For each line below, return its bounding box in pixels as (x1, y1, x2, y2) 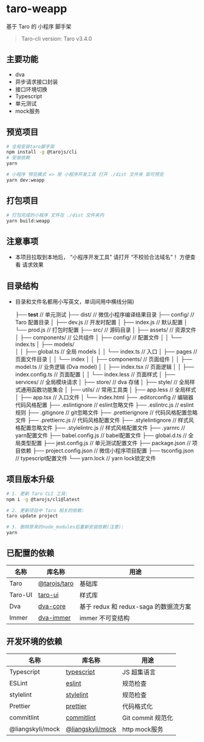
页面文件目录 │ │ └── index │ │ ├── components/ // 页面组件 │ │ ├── (15, 355, 192, 363)
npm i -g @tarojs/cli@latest (6, 496, 80, 502)
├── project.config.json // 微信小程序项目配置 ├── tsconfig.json (32, 447, 194, 454)
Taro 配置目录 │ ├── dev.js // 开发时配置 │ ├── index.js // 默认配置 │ (15, 319, 188, 326)
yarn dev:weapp (6, 177, 45, 183)
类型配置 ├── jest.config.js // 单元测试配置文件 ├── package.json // (20, 440, 191, 446)
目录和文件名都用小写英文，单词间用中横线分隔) (15, 298, 135, 305)
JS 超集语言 (122, 668, 156, 676)
